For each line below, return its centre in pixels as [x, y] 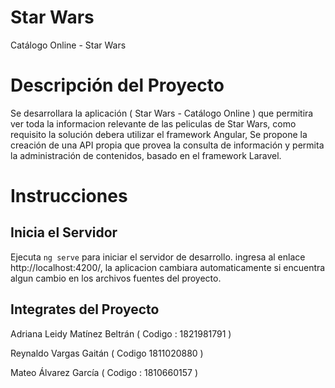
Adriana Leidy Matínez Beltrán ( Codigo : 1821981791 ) [121, 333]
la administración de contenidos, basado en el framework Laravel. [146, 155]
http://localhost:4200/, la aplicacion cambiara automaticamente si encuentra [168, 267]
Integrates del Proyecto [85, 309]
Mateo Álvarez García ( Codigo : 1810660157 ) [104, 372]
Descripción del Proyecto [117, 85]
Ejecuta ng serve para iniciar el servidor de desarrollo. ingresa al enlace [158, 257]
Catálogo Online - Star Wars [68, 45]
